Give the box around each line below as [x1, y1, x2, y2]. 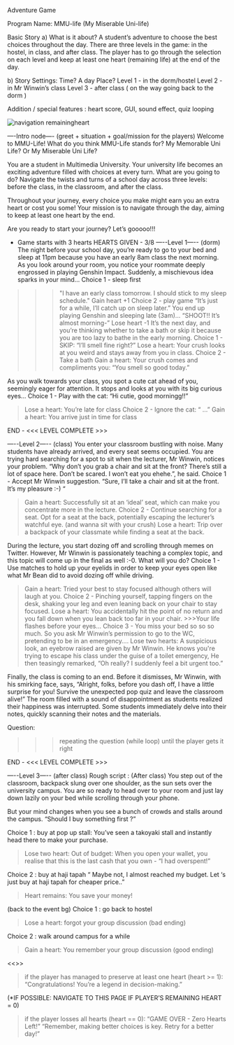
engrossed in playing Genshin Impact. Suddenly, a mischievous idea [17, 268, 214, 276]
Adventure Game [7, 6, 57, 14]
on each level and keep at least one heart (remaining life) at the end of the [7, 55, 220, 64]
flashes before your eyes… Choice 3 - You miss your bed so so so [24, 622, 214, 630]
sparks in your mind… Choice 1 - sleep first [17, 276, 141, 283]
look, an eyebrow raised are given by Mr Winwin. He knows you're [24, 644, 215, 652]
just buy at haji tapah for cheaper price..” [7, 878, 125, 886]
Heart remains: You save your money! [24, 892, 133, 899]
